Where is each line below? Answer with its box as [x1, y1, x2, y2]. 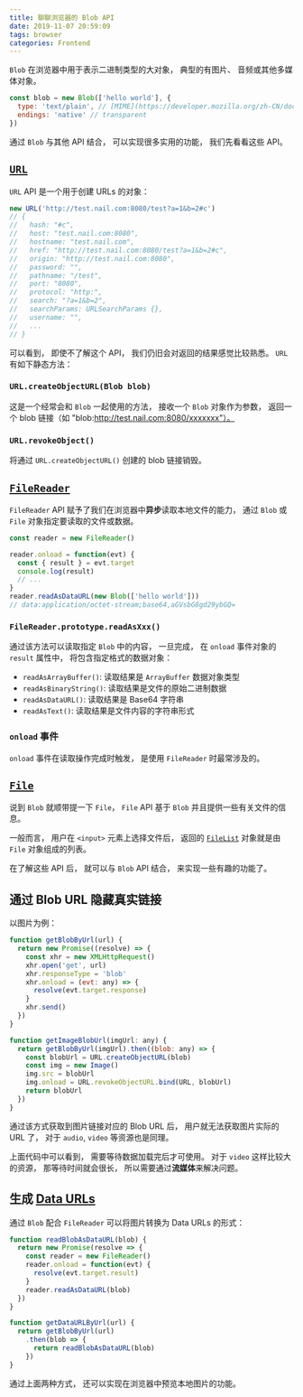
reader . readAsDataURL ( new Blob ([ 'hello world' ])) [9, 592, 200, 601]
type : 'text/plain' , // [17, 102, 106, 111]
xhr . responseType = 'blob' [25, 969, 127, 978]
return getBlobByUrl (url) [17, 1327, 115, 1336]
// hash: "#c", [9, 220, 75, 230]
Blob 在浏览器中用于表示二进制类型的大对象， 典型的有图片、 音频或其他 [9, 64, 278, 75]
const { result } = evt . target [17, 558, 135, 567]
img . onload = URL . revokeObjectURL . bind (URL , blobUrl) [25, 1078, 232, 1087]
